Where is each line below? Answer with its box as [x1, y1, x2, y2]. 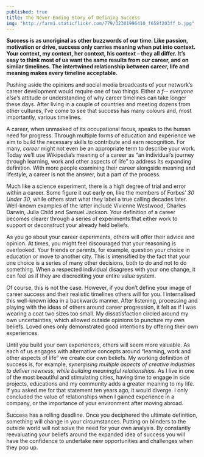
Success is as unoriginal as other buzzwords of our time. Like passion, [6, 37, 189, 45]
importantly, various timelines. [6, 113, 82, 121]
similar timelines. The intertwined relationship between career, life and [6, 63, 189, 70]
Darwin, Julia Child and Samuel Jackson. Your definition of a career [6, 209, 175, 216]
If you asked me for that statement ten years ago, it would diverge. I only [6, 387, 188, 394]
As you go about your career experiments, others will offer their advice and [6, 233, 195, 241]
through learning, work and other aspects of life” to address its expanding [6, 158, 192, 165]
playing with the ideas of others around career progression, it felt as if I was [6, 303, 196, 311]
